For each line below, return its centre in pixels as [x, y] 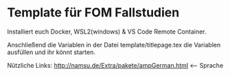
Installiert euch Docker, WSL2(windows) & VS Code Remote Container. [107, 31]
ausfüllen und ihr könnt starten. [51, 52]
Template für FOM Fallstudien [93, 13]
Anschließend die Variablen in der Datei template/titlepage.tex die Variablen [114, 45]
